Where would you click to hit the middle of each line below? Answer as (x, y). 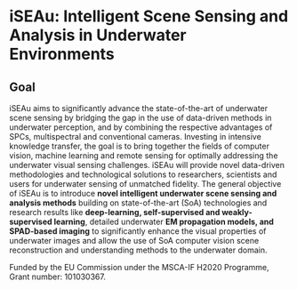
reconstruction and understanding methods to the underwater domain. (138, 250)
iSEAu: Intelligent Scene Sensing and (149, 16)
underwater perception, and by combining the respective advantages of (141, 127)
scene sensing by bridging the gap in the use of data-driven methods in (140, 118)
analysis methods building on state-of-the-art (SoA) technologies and (138, 203)
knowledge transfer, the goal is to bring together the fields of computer (139, 146)
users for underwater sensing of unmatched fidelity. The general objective (145, 184)
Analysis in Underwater (98, 35)
